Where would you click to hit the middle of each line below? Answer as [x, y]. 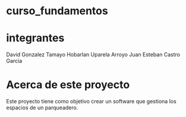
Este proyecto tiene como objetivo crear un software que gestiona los [91, 102]
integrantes [35, 38]
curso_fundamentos [57, 11]
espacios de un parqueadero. [42, 107]
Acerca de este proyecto [68, 85]
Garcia [14, 61]
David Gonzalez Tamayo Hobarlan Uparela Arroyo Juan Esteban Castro [93, 55]
